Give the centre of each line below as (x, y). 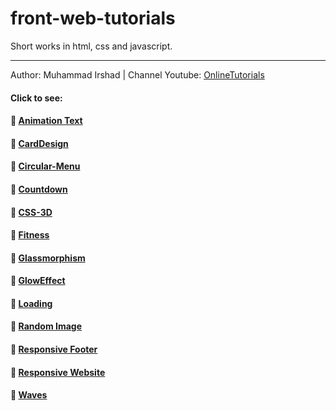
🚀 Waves (29, 395)
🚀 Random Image (46, 326)
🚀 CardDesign (39, 143)
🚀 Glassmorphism (48, 258)
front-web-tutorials (93, 18)
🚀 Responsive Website (58, 372)
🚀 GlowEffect (38, 281)
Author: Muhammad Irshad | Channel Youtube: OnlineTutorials (137, 74)
